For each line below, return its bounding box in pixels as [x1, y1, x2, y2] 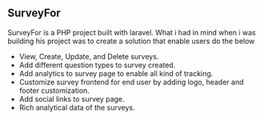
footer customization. [18, 86, 90, 95]
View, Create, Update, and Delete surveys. [18, 51, 159, 61]
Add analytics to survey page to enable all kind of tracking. [18, 68, 214, 78]
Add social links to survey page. [18, 94, 125, 103]
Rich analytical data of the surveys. [18, 102, 135, 112]
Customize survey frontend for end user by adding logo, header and [18, 77, 245, 86]
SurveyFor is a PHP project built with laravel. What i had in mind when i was [7, 27, 257, 37]
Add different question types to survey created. [18, 60, 176, 70]
